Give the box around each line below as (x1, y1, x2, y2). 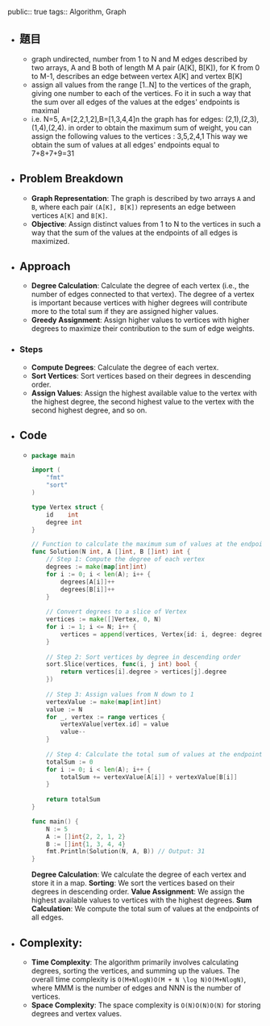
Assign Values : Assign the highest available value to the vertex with (31, 387, 257, 398)
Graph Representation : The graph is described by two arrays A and (31, 193, 255, 203)
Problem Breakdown (19, 172, 124, 186)
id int (46, 510, 79, 519)
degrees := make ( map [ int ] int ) (46, 563, 147, 572)
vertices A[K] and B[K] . (31, 210, 108, 220)
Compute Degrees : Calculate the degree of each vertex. (31, 362, 219, 372)
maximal (31, 105, 60, 115)
